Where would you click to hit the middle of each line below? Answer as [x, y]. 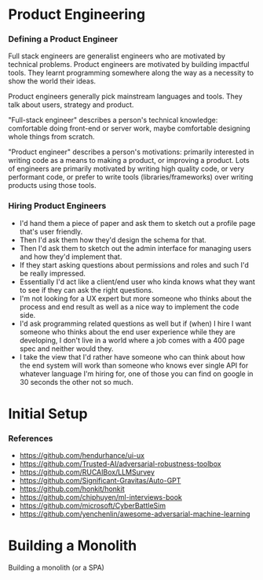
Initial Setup [48, 414]
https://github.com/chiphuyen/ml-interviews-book [100, 497]
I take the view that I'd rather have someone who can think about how [132, 356]
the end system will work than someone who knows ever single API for [134, 365]
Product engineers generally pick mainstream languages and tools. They [126, 97]
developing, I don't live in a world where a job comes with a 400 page [132, 340]
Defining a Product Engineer [63, 39]
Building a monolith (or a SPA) [56, 567]
